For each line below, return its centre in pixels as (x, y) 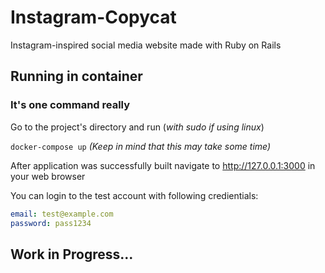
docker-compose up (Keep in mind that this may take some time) (141, 146)
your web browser (48, 176)
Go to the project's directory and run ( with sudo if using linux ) (137, 127)
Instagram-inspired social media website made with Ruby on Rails (146, 45)
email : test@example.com (62, 214)
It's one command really (70, 105)
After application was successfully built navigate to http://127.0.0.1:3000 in (163, 165)
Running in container (76, 76)
